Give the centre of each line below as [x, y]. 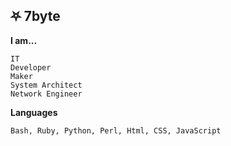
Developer [31, 67]
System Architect [46, 85]
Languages [34, 112]
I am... [24, 40]
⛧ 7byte [35, 16]
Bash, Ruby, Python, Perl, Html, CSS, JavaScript [116, 130]
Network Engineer [46, 94]
